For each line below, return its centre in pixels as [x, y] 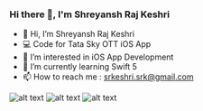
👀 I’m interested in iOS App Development [98, 57]
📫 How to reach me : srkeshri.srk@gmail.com [108, 77]
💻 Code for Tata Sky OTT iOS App [87, 44]
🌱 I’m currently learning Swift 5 [80, 67]
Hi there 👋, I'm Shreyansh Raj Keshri [89, 14]
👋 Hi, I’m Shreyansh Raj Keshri [78, 34]
